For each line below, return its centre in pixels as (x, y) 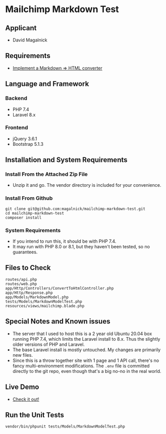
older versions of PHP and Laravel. (48, 344)
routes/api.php (21, 279)
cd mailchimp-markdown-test (35, 213)
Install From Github (29, 198)
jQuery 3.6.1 (25, 139)
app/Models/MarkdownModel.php (37, 297)
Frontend (17, 128)
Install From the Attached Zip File (47, 174)
